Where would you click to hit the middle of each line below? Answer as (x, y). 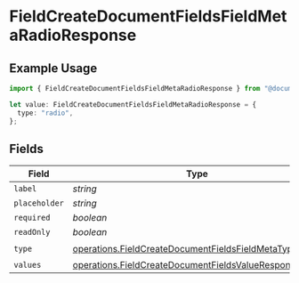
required (32, 218)
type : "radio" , (45, 113)
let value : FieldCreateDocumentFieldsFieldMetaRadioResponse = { (133, 104)
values (28, 265)
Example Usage (53, 68)
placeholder (39, 203)
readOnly (32, 232)
